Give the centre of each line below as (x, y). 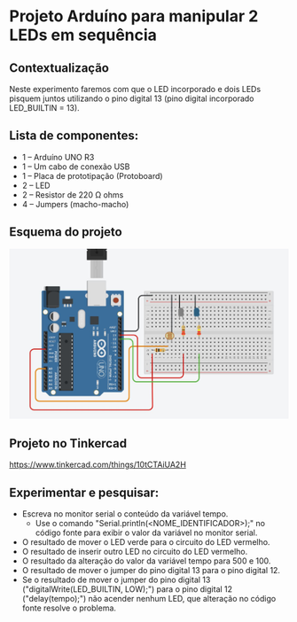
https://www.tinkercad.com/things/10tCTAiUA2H (98, 465)
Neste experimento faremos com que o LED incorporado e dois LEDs (135, 89)
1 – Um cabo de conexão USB (76, 167)
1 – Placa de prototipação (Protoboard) (92, 175)
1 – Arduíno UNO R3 (58, 157)
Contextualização (59, 68)
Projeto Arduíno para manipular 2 (134, 16)
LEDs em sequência (83, 35)
